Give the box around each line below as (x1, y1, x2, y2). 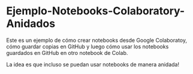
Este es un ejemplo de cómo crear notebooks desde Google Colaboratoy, (6, 36, 188, 44)
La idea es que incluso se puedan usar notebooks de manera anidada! (6, 61, 180, 68)
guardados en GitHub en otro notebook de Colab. (6, 49, 128, 56)
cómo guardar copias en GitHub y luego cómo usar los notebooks (6, 43, 169, 50)
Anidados (6, 17, 56, 30)
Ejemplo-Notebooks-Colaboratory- (6, 4, 185, 18)
